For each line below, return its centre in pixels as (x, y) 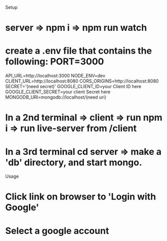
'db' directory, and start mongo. (74, 162)
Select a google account (57, 231)
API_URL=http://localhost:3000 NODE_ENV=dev (55, 76)
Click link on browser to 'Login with (81, 197)
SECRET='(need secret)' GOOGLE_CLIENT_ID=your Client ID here (73, 87)
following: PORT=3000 (55, 62)
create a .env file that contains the (79, 51)
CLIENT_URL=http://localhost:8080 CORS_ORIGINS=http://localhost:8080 (82, 81)
